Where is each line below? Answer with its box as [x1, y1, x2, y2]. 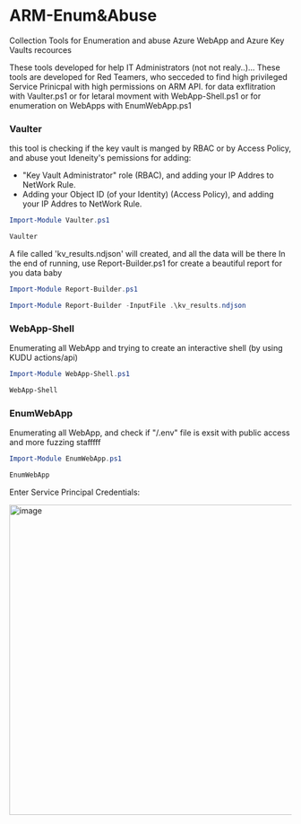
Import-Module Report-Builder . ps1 [9, 285, 139, 294]
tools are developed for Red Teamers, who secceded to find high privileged [9, 71, 288, 82]
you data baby [9, 267, 63, 278]
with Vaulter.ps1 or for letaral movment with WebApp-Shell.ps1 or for [9, 91, 262, 101]
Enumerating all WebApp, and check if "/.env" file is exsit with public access [9, 427, 290, 438]
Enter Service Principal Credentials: [9, 487, 141, 497]
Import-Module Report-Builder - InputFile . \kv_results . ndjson [9, 301, 246, 310]
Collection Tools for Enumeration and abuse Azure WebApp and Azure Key [9, 35, 285, 46]
